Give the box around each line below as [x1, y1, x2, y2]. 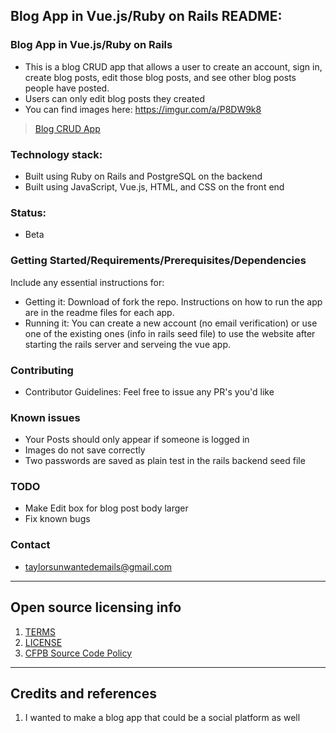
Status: [10, 205, 47, 219]
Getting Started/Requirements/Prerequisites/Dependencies [10, 254, 307, 268]
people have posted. [24, 82, 110, 94]
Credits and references [10, 685, 157, 702]
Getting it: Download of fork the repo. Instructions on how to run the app [24, 295, 323, 308]
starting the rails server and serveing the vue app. [24, 338, 232, 350]
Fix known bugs [24, 513, 91, 525]
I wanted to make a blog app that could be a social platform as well [24, 712, 301, 724]
